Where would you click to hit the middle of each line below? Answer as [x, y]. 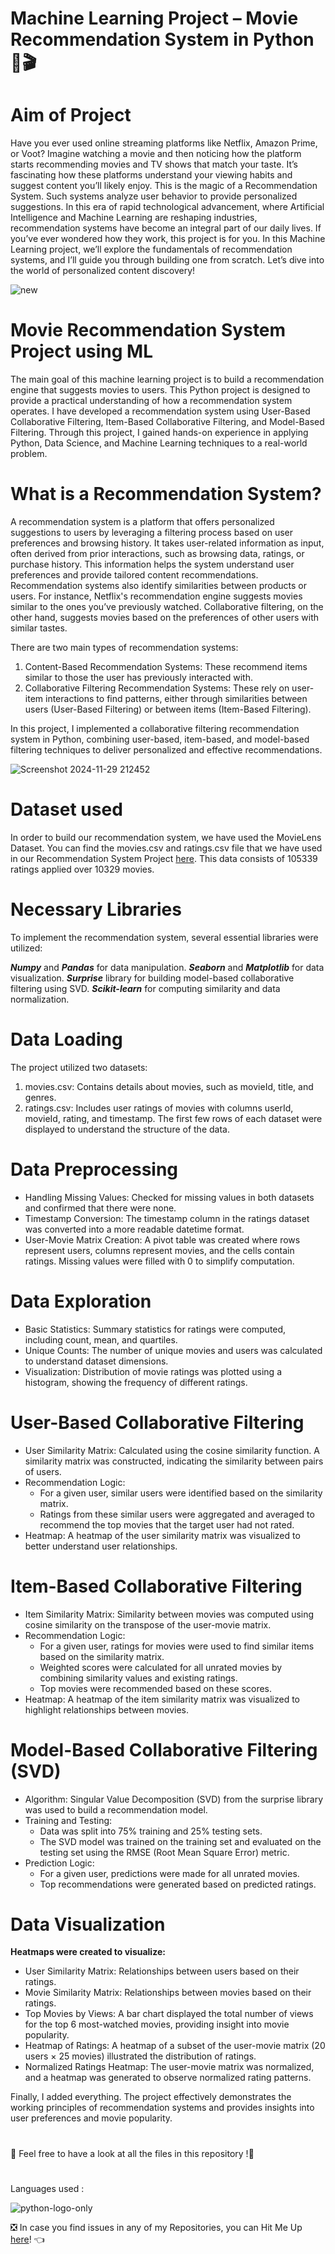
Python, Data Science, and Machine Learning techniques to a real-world [159, 443]
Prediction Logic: [59, 1863]
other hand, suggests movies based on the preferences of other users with [165, 617]
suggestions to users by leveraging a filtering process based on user [151, 532]
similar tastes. [39, 628]
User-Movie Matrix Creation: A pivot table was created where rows [162, 1239]
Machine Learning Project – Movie [154, 18]
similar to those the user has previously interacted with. [139, 677]
